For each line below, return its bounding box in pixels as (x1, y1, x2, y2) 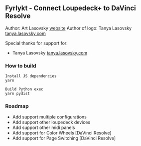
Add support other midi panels (12, 124, 75, 130)
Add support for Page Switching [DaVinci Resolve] (12, 135, 116, 141)
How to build (5, 62, 36, 69)
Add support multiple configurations (12, 114, 87, 120)
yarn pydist (5, 91, 30, 96)
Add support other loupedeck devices (12, 119, 91, 125)
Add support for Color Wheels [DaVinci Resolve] (12, 130, 112, 136)
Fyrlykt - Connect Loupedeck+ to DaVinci (5, 4, 136, 12)
